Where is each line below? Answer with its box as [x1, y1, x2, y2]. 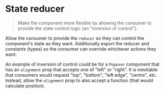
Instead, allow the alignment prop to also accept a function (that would [5, 77, 153, 83]
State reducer [5, 3, 65, 15]
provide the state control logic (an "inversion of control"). [17, 25, 138, 31]
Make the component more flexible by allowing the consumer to [17, 20, 152, 26]
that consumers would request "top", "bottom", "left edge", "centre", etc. [5, 72, 157, 78]
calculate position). [5, 82, 45, 89]
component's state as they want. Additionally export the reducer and [5, 40, 149, 46]
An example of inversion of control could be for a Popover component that [5, 61, 160, 67]
